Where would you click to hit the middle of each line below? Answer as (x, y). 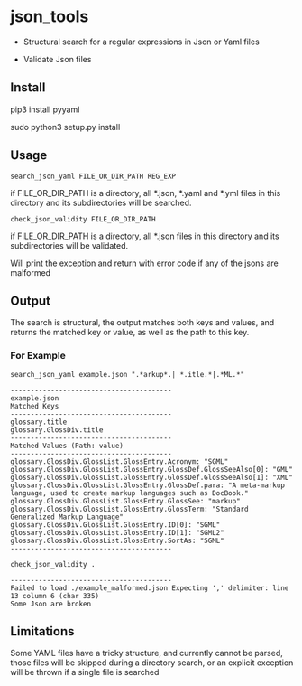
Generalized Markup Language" (67, 517)
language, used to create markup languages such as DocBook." (129, 493)
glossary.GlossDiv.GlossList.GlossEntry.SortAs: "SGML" (117, 540)
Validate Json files (57, 59)
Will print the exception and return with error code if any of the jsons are (144, 263)
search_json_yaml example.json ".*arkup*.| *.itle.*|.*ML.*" (128, 374)
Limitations (42, 631)
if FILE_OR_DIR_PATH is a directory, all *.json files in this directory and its (145, 236)
